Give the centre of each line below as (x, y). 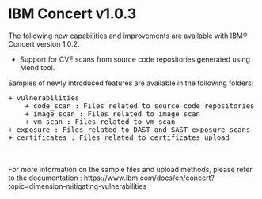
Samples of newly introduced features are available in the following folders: (131, 83)
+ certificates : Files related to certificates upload (119, 137)
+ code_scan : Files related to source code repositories (140, 106)
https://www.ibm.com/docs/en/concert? (149, 178)
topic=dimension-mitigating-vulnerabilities (78, 186)
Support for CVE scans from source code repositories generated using (135, 59)
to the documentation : (45, 178)
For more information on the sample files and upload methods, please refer (131, 169)
